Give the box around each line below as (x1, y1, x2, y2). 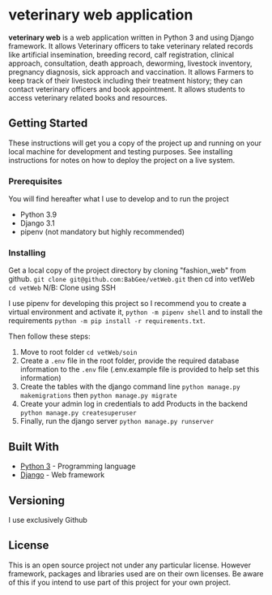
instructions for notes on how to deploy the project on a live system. (8, 155, 236, 165)
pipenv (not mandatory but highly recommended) (19, 227, 185, 237)
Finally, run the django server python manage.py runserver (19, 416, 215, 426)
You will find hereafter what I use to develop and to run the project (8, 194, 229, 204)
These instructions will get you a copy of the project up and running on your (8, 138, 261, 148)
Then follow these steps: (8, 331, 91, 342)
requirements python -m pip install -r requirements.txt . (8, 316, 206, 326)
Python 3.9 (19, 209, 57, 220)
